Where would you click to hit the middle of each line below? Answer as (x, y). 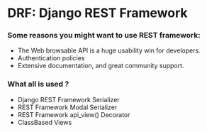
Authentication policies (51, 58)
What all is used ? (38, 84)
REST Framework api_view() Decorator (74, 114)
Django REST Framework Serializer (69, 99)
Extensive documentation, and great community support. (101, 66)
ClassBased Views (45, 122)
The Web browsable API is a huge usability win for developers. (109, 50)
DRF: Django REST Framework (97, 13)
